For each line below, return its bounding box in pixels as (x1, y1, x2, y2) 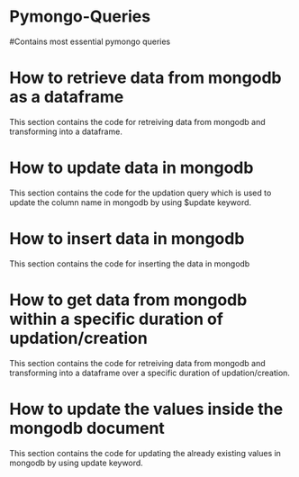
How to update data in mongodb (9, 157, 254, 178)
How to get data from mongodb (9, 290, 248, 310)
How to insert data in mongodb (9, 229, 245, 248)
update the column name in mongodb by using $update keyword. (9, 196, 252, 208)
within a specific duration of (9, 309, 223, 329)
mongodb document (9, 418, 165, 438)
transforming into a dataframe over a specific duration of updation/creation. (9, 367, 291, 378)
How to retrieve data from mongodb (9, 67, 282, 88)
